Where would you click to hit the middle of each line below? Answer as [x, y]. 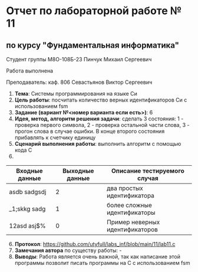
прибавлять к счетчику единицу [55, 137]
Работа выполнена [30, 71]
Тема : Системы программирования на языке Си [76, 94]
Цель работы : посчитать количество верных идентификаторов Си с [101, 100]
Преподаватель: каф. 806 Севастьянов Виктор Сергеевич [79, 82]
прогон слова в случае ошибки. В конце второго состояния [90, 131]
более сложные [129, 205]
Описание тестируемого [148, 171]
